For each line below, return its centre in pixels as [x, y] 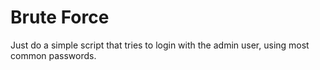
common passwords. [53, 55]
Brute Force [60, 17]
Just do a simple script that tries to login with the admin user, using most [160, 45]
